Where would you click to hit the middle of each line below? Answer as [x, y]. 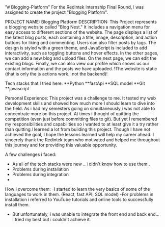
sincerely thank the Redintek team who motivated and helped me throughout [82, 140]
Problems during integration [40, 174]
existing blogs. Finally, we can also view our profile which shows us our [77, 63]
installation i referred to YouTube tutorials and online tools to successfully [79, 200]
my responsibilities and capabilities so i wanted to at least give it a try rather [82, 124]
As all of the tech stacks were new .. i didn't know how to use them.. [81, 164]
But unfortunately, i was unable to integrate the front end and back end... [86, 214]
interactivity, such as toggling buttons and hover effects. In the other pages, [82, 53]
